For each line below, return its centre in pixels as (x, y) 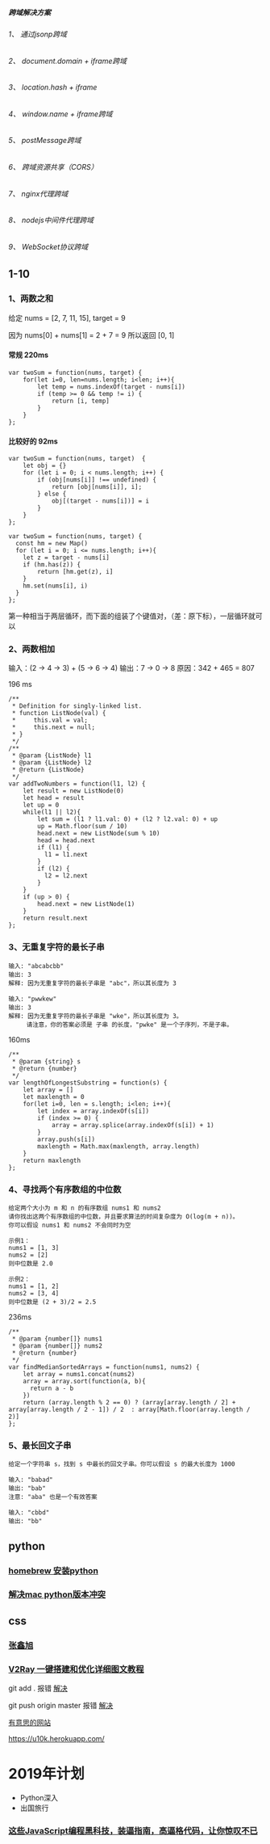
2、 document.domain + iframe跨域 (68, 61)
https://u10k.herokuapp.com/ (56, 1739)
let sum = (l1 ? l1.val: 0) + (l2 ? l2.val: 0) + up (128, 819)
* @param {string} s (46, 1061)
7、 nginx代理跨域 (38, 193)
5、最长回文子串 (40, 1445)
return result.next (56, 918)
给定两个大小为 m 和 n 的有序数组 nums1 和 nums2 (85, 1208)
